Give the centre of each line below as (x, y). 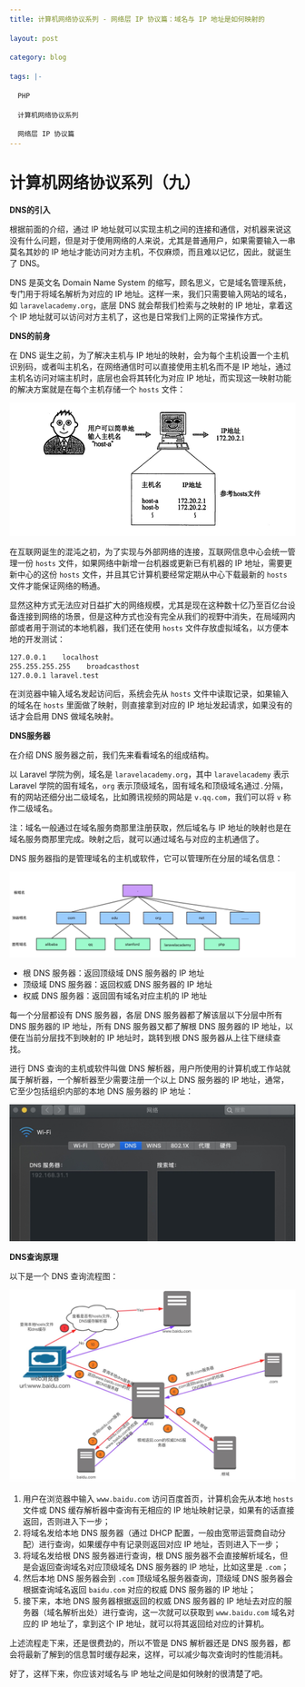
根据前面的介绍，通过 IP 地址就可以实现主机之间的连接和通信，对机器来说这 (151, 229)
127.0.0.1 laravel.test (54, 676)
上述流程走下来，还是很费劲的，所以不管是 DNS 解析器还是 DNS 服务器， (146, 1642)
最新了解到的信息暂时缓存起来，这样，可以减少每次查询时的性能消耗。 (156, 1654)
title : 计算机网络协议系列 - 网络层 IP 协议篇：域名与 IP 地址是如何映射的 (137, 19)
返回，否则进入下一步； (66, 1521)
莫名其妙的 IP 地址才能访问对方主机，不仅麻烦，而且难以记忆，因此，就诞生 (151, 252)
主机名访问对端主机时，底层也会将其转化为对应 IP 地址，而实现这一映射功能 (151, 378)
